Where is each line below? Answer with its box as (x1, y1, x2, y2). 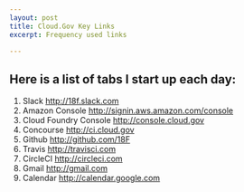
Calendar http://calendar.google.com (22, 173, 161, 184)
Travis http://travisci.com (22, 144, 116, 155)
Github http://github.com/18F (22, 134, 131, 145)
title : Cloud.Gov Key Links (9, 22, 116, 31)
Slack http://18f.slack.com (22, 96, 119, 107)
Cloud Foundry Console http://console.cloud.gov (22, 115, 205, 126)
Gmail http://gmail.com (22, 163, 108, 174)
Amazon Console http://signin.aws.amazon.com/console (22, 105, 234, 116)
